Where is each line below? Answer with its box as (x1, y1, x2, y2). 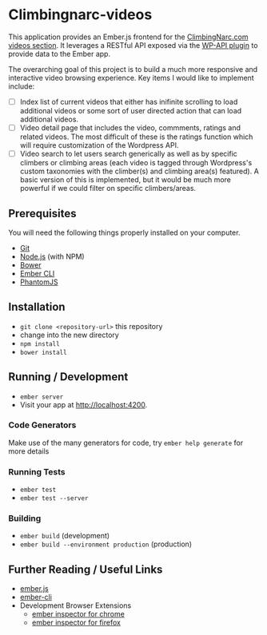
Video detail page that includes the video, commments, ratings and (19, 123, 241, 133)
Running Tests (8, 466, 66, 477)
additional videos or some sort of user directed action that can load (19, 106, 242, 115)
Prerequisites (8, 206, 77, 220)
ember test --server (19, 494, 89, 502)
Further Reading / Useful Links (8, 562, 163, 576)
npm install (19, 339, 60, 348)
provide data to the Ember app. (8, 49, 110, 58)
